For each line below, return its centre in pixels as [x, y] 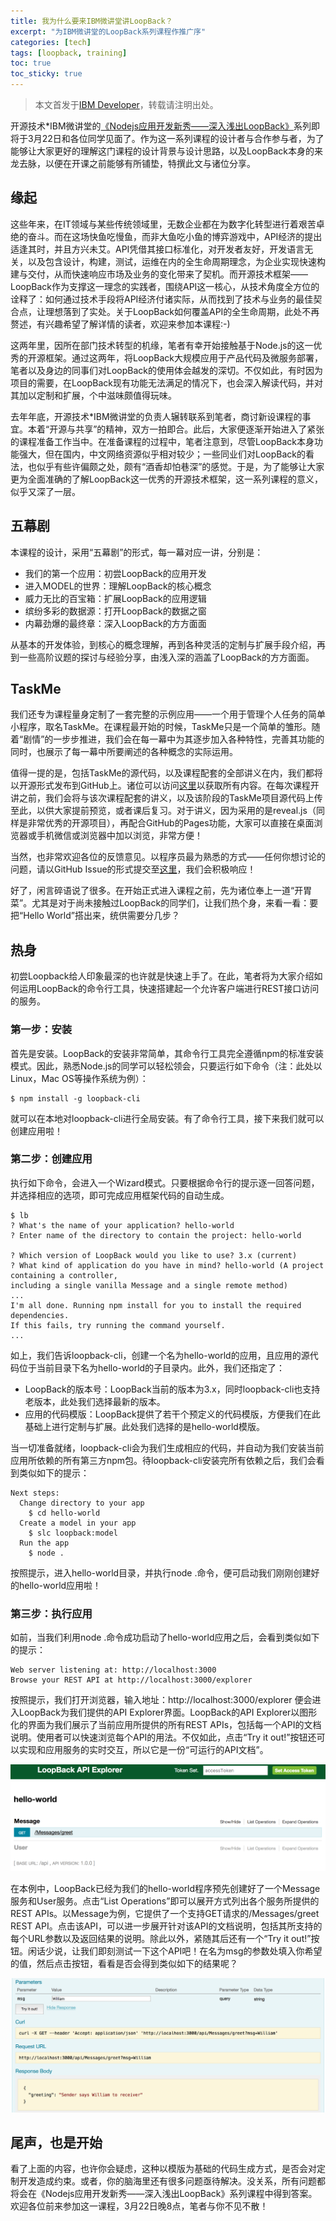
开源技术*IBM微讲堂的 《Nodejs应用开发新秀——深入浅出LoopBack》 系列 [161, 126]
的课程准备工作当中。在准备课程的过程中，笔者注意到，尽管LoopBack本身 [162, 441]
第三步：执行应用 [51, 1613]
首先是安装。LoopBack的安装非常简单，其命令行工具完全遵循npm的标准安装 [167, 1053]
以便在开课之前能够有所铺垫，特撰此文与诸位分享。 [150, 163]
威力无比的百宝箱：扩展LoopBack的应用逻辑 [115, 598]
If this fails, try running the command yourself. [118, 1325]
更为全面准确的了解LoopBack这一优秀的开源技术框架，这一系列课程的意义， [166, 479]
